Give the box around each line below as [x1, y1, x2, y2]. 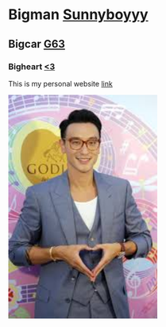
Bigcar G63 [8, 37, 66, 51]
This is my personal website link [8, 79, 113, 88]
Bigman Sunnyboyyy [8, 6, 149, 24]
